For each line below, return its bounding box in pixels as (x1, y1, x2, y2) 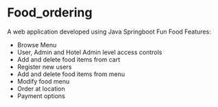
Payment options (17, 91, 65, 100)
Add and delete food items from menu (17, 70, 125, 78)
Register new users (17, 62, 72, 71)
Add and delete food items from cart (17, 55, 120, 63)
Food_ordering (7, 5, 93, 21)
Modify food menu (17, 77, 70, 85)
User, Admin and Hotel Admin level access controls (17, 48, 163, 56)
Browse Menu (17, 40, 57, 49)
